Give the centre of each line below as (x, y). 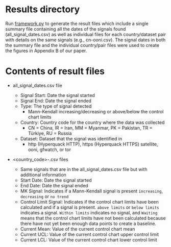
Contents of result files (55, 71)
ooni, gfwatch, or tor (50, 150)
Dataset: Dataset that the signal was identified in (71, 138)
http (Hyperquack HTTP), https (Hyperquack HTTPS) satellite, (93, 144)
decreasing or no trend (44, 196)
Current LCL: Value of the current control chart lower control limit (89, 240)
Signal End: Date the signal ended (56, 101)
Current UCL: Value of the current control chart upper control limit (90, 234)
